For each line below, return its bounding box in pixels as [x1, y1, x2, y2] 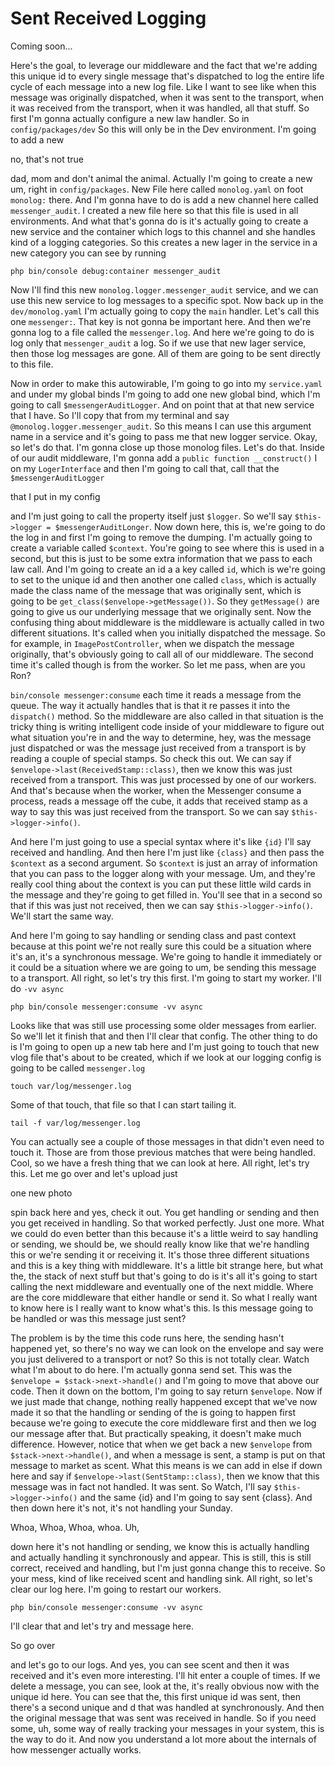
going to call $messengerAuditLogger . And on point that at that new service [10, 398, 315, 411]
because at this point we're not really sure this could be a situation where [10, 940, 312, 952]
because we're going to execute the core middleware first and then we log [10, 1417, 317, 1429]
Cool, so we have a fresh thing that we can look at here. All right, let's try [10, 1157, 310, 1169]
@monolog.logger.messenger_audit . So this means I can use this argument [10, 420, 312, 432]
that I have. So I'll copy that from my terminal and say [10, 409, 230, 421]
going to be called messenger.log [10, 1062, 146, 1074]
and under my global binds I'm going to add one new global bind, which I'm [10, 388, 321, 400]
